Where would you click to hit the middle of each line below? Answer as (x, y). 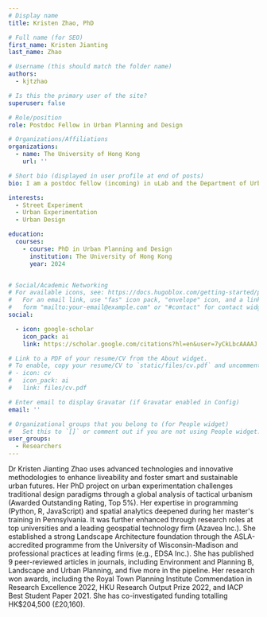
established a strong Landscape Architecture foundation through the (120, 537)
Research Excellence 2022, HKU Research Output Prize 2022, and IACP (126, 587)
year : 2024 (47, 264)
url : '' (35, 162)
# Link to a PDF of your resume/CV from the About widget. (108, 358)
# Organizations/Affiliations (58, 139)
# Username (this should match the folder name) (90, 67)
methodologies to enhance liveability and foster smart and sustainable (123, 477)
